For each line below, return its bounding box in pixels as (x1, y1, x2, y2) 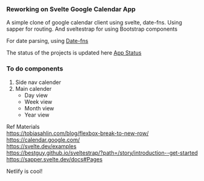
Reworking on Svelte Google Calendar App (6, 5, 136, 13)
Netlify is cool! (6, 168, 43, 175)
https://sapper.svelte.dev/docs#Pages (6, 155, 103, 163)
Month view (24, 104, 55, 112)
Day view (24, 91, 48, 99)
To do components (6, 64, 63, 73)
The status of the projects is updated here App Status (6, 49, 142, 56)
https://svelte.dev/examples (6, 142, 77, 150)
